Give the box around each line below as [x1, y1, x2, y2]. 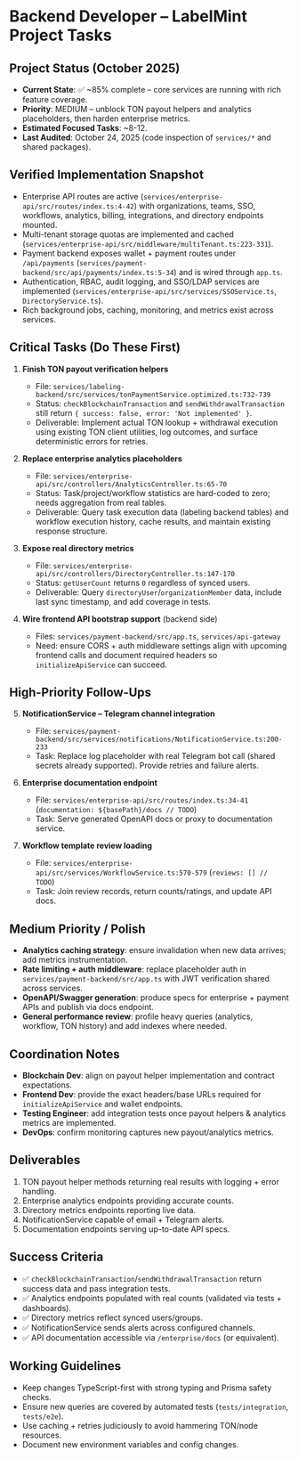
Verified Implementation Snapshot [9, 167, 205, 183]
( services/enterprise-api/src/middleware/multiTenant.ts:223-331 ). [21, 238, 274, 249]
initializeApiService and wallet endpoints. [21, 1098, 183, 1110]
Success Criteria [9, 1250, 104, 1265]
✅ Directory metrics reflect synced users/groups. [21, 1312, 204, 1323]
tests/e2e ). [21, 1410, 64, 1422]
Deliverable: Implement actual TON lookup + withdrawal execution [35, 417, 278, 428]
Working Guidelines [9, 1358, 122, 1373]
